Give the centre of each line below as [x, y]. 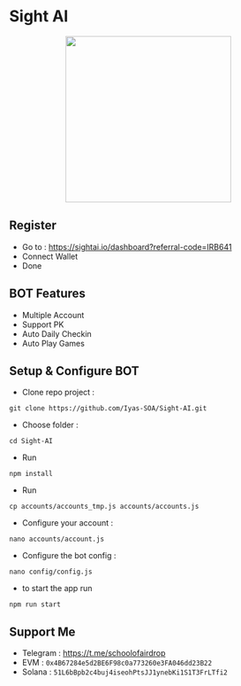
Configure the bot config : [69, 556]
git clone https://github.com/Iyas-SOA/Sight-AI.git [108, 409]
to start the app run [57, 589]
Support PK [43, 324]
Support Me [42, 631]
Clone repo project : [58, 393]
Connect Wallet [50, 256]
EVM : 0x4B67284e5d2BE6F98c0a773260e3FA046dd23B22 [117, 663]
